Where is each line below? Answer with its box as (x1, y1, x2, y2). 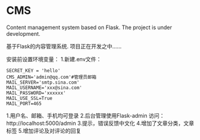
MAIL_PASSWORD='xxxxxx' (6, 90, 66, 96)
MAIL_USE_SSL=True (6, 95, 53, 101)
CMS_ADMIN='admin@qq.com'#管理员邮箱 (6, 74, 97, 80)
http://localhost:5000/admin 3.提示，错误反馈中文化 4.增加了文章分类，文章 (6, 119, 195, 127)
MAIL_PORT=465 (6, 101, 42, 107)
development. (6, 30, 40, 37)
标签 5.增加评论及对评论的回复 (6, 127, 82, 134)
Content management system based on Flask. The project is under (6, 24, 172, 31)
